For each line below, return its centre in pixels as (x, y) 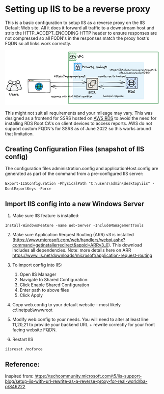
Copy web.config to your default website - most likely (67, 305)
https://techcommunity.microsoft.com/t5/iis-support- (88, 376)
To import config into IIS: (37, 265)
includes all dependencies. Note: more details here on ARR (71, 250)
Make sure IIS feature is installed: (46, 216)
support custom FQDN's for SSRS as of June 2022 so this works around (78, 128)
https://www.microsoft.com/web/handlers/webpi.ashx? (70, 240)
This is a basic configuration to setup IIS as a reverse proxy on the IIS (75, 23)
